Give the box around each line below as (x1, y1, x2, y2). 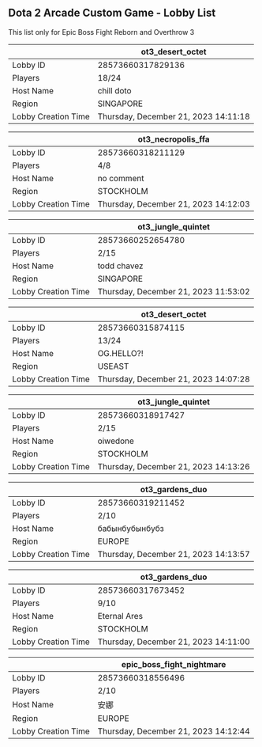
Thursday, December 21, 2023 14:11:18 (97, 111, 250, 122)
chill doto (97, 85, 132, 96)
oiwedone (97, 435, 134, 446)
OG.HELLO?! (97, 347, 144, 358)
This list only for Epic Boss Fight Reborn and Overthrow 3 (8, 27, 195, 36)
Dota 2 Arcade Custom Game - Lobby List (8, 6, 216, 20)
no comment (97, 173, 144, 184)
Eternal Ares (97, 610, 144, 621)
